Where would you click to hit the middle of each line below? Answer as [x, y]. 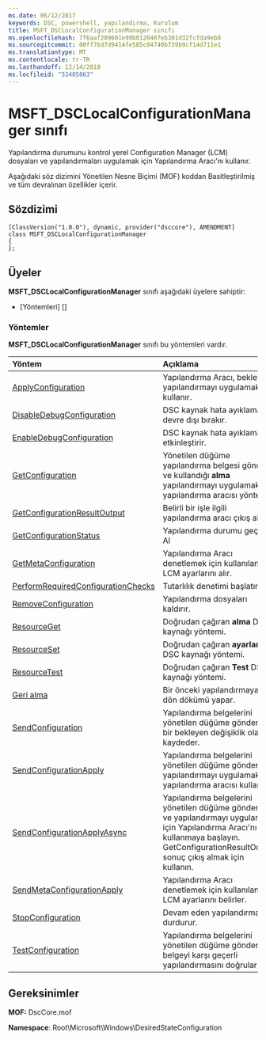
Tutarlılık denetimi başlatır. [211, 586]
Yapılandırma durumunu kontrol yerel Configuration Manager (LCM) [118, 152]
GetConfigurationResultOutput [68, 513]
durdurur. [180, 923]
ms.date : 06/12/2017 [42, 15]
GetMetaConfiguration [54, 564]
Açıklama [181, 364]
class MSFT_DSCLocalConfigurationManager [78, 234]
